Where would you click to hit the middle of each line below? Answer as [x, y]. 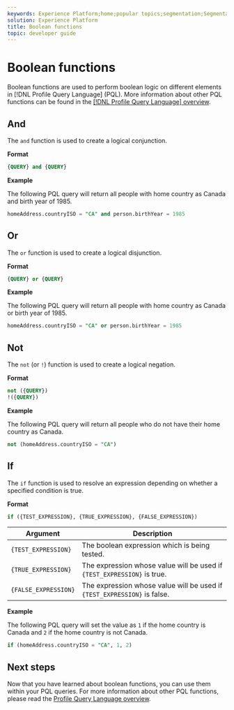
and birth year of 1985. [40, 201]
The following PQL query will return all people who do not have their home [114, 424]
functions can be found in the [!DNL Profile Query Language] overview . [109, 102]
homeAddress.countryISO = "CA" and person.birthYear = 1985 [96, 214]
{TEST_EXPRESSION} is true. [124, 575]
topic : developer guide [42, 33]
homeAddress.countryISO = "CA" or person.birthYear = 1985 [95, 326]
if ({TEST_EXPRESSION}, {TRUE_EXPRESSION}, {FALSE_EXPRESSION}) [102, 517]
